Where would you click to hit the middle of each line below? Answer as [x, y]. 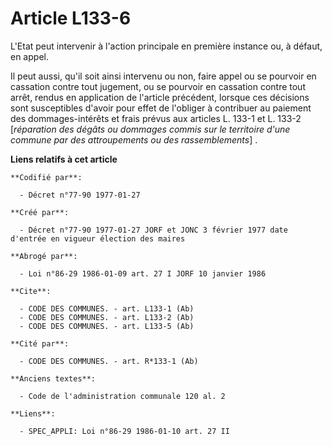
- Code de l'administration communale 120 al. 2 [122, 396]
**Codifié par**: [46, 177]
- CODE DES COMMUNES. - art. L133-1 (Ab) [107, 308]
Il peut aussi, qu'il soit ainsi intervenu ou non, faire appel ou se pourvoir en [163, 76]
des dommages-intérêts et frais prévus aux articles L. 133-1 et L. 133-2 [156, 118]
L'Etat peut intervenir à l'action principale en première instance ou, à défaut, [166, 46]
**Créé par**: [40, 212]
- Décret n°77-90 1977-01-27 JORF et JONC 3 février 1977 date [153, 230]
